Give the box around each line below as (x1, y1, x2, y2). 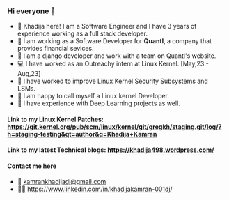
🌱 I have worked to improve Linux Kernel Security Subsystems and (17, 77, 209, 86)
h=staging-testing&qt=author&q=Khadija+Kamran (7, 130, 157, 138)
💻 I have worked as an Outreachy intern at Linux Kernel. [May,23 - (17, 59, 209, 68)
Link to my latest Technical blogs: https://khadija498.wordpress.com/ (7, 146, 214, 154)
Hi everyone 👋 (7, 6, 56, 16)
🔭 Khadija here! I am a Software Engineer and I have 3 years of (17, 22, 197, 31)
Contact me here (7, 162, 57, 170)
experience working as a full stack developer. (17, 29, 148, 38)
